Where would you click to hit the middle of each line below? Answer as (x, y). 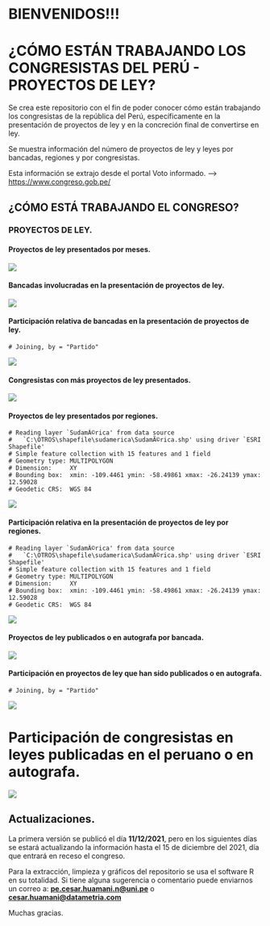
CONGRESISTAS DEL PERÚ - (104, 68)
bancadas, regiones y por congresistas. (74, 157)
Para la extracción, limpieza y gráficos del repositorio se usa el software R (131, 871)
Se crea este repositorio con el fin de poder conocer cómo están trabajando (135, 108)
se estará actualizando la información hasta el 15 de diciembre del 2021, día (134, 847)
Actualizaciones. (52, 819)
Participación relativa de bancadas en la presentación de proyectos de (129, 321)
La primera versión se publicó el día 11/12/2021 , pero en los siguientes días (133, 838)
